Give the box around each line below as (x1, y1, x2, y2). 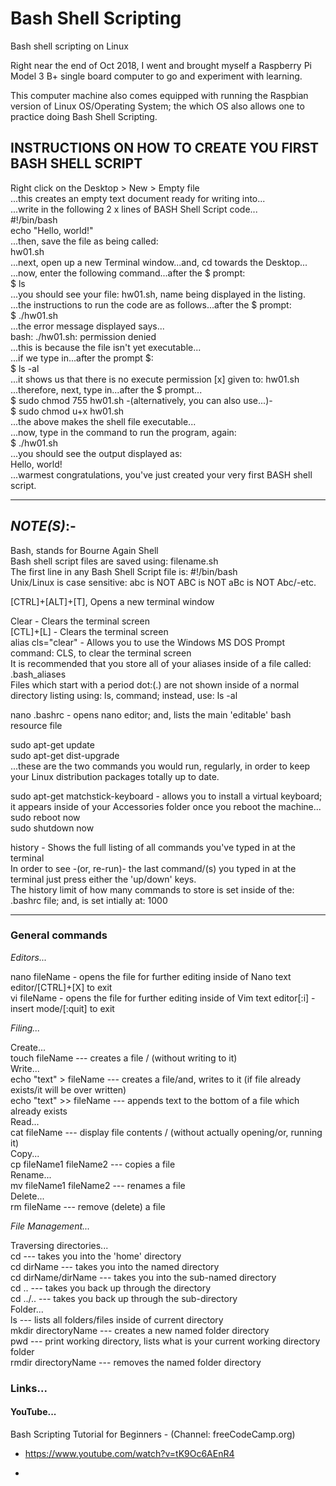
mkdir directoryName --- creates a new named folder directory (10, 1324, 270, 1336)
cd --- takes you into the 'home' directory (10, 1250, 182, 1262)
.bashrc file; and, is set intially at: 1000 (10, 894, 168, 906)
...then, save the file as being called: (10, 235, 159, 247)
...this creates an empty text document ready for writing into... (10, 192, 266, 204)
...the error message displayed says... (10, 320, 165, 332)
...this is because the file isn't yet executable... (10, 341, 202, 353)
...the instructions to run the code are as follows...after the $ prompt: (10, 298, 292, 311)
